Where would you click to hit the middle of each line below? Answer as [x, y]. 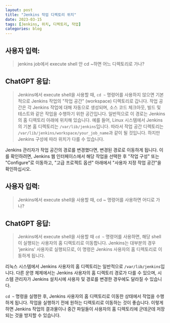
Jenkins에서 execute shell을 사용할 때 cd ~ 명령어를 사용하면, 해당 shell [89, 237]
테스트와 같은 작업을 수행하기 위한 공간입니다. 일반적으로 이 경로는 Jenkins [91, 114]
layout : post [19, 10]
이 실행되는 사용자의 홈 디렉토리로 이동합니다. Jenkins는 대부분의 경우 [87, 243]
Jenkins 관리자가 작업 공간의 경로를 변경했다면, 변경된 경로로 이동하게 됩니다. [82, 150]
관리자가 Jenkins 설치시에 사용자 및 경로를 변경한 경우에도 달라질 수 [81, 279]
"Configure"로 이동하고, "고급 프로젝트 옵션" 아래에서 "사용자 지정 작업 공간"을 [83, 163]
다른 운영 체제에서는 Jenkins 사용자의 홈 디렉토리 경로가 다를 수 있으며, [86, 273]
